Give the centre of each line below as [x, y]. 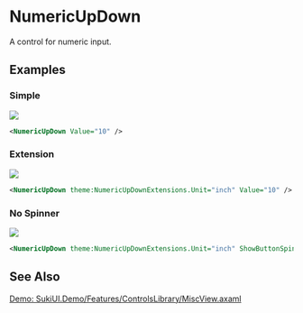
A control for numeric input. [60, 41]
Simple [25, 96]
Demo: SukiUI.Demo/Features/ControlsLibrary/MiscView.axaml [125, 299]
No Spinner [35, 213]
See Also [35, 277]
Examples [37, 70]
